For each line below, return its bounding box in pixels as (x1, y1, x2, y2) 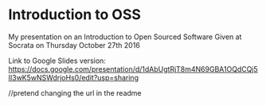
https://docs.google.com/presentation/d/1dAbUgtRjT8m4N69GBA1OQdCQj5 (8, 64, 259, 73)
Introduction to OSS (8, 6, 142, 24)
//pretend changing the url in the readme (8, 88, 142, 97)
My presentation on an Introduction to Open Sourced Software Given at (8, 32, 242, 41)
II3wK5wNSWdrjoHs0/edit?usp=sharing (8, 73, 139, 82)
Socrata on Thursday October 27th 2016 (8, 40, 141, 49)
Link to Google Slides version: (8, 56, 106, 65)
